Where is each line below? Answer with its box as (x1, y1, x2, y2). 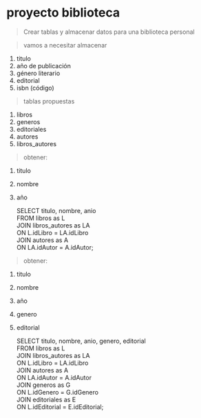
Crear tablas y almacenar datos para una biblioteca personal (23, 28, 195, 36)
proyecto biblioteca (6, 5, 120, 21)
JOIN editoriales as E (16, 395, 76, 404)
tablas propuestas (23, 97, 75, 105)
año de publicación (16, 61, 72, 70)
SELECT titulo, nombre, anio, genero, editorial (16, 337, 146, 345)
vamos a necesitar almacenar (23, 41, 107, 49)
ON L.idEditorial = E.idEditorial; (16, 402, 104, 411)
